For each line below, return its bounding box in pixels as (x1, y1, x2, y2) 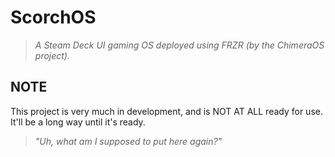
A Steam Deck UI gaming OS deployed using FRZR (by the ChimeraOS (34, 39, 325, 51)
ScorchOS (10, 6, 97, 29)
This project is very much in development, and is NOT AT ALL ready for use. (10, 105, 323, 117)
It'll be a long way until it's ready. (10, 116, 146, 128)
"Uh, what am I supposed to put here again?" (34, 135, 223, 147)
